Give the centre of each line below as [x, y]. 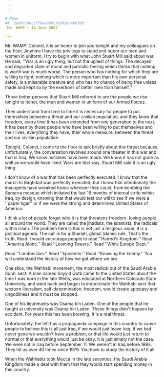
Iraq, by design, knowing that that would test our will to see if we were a [77, 198]
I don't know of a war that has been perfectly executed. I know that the [76, 177]
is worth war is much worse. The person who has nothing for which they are [82, 72]
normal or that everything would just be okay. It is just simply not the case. [80, 339]
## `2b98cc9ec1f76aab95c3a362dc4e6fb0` [46, 23]
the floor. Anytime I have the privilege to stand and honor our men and [76, 51]
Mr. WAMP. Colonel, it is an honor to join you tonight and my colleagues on [80, 46]
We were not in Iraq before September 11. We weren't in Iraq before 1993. [79, 344]
